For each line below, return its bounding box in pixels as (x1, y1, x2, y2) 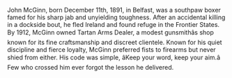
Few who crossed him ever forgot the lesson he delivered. (7, 64, 174, 71)
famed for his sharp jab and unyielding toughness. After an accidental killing (7, 13, 226, 21)
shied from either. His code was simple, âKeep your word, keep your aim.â (7, 53, 221, 61)
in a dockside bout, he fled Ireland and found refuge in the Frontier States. (7, 21, 220, 28)
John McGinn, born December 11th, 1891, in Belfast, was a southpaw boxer (7, 6, 222, 14)
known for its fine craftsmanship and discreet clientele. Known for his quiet (7, 38, 222, 46)
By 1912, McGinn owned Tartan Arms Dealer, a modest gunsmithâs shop (7, 28, 215, 37)
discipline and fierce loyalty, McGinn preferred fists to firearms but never (7, 46, 216, 54)
